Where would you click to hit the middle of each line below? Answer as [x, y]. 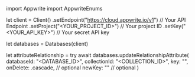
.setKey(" [175, 26]
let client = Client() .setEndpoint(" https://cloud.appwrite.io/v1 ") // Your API [96, 20]
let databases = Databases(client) [47, 44]
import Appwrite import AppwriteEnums [54, 9]
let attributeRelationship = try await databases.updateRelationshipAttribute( [97, 55]
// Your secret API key [83, 32]
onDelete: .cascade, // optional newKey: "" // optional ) [73, 68]
